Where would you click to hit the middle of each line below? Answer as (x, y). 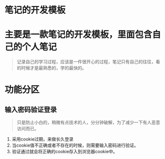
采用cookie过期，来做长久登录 (43, 139)
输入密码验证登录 (31, 109)
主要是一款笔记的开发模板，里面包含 (79, 35)
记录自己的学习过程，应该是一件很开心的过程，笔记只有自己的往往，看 (88, 62)
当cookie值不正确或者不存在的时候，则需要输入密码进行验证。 (75, 145)
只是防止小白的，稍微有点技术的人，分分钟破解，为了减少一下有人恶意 (88, 122)
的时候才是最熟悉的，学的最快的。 (52, 68)
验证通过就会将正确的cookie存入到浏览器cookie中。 (64, 152)
